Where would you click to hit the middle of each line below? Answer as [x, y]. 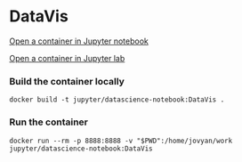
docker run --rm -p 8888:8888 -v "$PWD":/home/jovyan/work [121, 141]
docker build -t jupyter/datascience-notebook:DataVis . [117, 100]
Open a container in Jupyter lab [67, 58]
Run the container [49, 122]
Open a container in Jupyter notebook [79, 41]
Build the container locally [67, 81]
